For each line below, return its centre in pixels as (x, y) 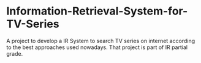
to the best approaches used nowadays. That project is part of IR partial (97, 47)
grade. (15, 53)
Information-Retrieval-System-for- (97, 11)
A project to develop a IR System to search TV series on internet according (100, 41)
